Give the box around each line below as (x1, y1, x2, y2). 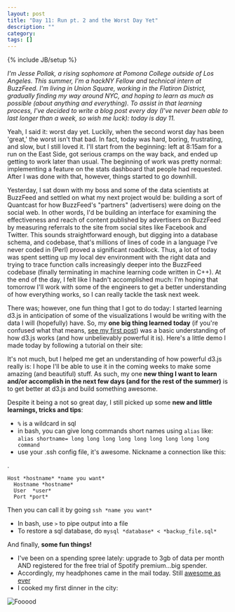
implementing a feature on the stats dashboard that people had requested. (7, 165, 222, 173)
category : (7, 29, 36, 37)
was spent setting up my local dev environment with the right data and (7, 253, 211, 262)
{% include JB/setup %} (7, 55, 77, 64)
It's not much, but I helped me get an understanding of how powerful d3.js (7, 355, 222, 364)
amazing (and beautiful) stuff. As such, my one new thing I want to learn (7, 370, 217, 378)
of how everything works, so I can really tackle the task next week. (7, 291, 201, 299)
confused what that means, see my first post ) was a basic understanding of (7, 326, 226, 335)
